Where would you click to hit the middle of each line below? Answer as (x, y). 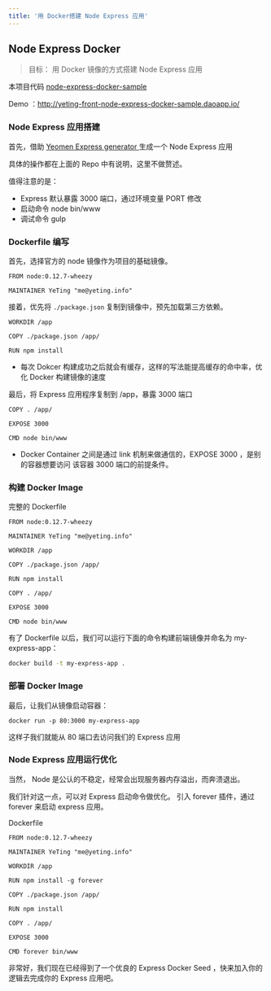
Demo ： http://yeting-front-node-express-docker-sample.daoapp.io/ (124, 104)
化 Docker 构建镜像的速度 (63, 377)
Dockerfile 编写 (39, 242)
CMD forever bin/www (44, 952)
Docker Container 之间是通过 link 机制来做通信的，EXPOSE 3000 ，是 (137, 454)
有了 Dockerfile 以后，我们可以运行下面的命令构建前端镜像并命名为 (120, 638)
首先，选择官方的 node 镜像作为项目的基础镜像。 (90, 261)
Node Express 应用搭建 (54, 127)
